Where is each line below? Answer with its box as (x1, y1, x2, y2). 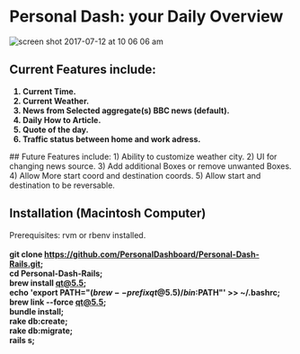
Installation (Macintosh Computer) (9, 206, 207, 221)
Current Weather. (22, 95, 90, 106)
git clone (9, 249, 43, 260)
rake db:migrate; (9, 325, 74, 336)
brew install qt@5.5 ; (9, 277, 87, 288)
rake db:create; (9, 315, 68, 326)
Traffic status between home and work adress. (22, 133, 201, 145)
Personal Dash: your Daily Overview (9, 6, 284, 27)
